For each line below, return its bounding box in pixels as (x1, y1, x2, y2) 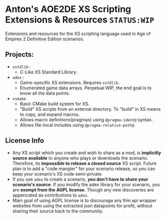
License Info (5, 136, 44, 145)
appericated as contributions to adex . (12, 192, 89, 198)
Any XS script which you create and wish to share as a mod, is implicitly (12, 150, 162, 156)
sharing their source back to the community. (12, 208, 104, 214)
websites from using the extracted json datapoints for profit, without (12, 203, 153, 209)
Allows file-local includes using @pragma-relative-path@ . (19, 122, 136, 128)
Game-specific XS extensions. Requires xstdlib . (19, 79, 120, 85)
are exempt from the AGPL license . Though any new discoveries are (12, 187, 154, 193)
